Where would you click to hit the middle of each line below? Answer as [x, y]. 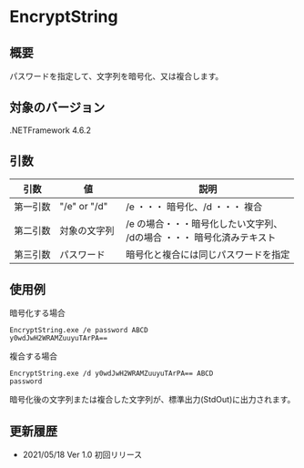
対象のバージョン [57, 108]
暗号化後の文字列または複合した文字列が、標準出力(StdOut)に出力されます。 [152, 400]
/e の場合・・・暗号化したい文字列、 [204, 223]
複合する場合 [33, 356]
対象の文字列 [87, 230]
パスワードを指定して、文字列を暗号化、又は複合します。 [117, 76]
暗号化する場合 [37, 313]
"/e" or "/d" [84, 206]
